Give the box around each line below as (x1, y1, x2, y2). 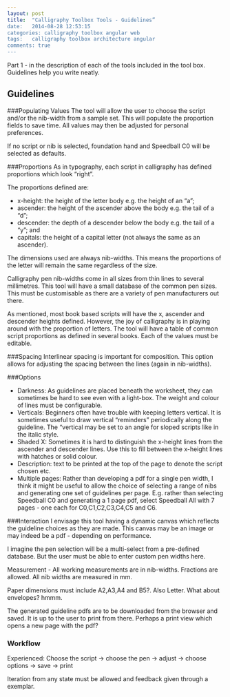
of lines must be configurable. (17, 401, 103, 409)
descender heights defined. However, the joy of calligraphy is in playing (7, 317, 211, 325)
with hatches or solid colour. (17, 452, 98, 460)
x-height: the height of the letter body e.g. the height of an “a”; (17, 196, 195, 205)
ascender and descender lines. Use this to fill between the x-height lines (17, 445, 223, 453)
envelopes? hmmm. (7, 593, 63, 601)
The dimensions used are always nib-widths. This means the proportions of (7, 253, 222, 262)
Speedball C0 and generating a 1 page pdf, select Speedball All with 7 (17, 496, 215, 504)
